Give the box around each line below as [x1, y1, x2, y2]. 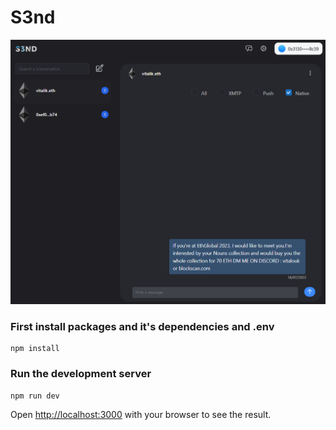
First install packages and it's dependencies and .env [10, 320, 275, 334]
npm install [10, 344, 60, 354]
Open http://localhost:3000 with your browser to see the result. [10, 408, 272, 420]
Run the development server [10, 367, 152, 381]
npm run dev [10, 391, 60, 401]
